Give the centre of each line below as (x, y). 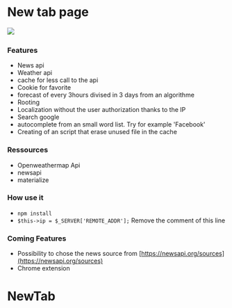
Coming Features (37, 238)
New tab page (48, 12)
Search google (38, 117)
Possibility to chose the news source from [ (79, 254)
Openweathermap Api (49, 165)
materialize (33, 180)
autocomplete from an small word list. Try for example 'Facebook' (111, 124)
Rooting (28, 102)
